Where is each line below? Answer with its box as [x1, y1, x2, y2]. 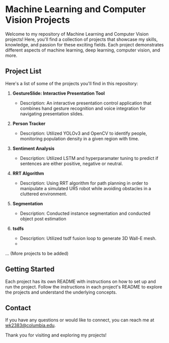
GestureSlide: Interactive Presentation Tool [12, 90, 105, 96]
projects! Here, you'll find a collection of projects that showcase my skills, [5, 36, 158, 42]
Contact [5, 304, 31, 312]
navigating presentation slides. [20, 110, 84, 117]
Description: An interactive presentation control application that [20, 100, 152, 106]
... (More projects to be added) [5, 250, 69, 256]
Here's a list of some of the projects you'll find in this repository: [5, 80, 138, 86]
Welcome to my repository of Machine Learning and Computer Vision [5, 31, 149, 37]
